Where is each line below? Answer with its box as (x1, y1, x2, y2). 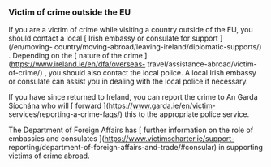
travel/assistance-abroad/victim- (147, 59, 257, 69)
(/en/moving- (8, 42, 53, 52)
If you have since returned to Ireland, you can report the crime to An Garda (8, 92, 258, 102)
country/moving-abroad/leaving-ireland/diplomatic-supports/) (54, 42, 262, 52)
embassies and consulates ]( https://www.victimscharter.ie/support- (8, 134, 235, 143)
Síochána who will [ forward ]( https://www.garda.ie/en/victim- (8, 101, 217, 111)
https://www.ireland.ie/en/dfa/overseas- (11, 59, 146, 69)
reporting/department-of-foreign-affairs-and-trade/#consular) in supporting (8, 143, 264, 152)
